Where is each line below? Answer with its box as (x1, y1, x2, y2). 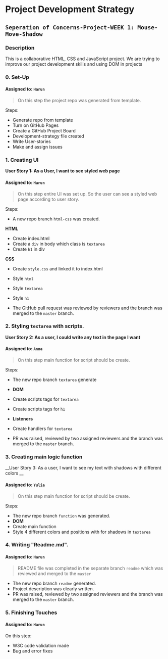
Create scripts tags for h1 (12, 406, 66, 412)
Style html (12, 275, 34, 281)
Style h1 (12, 295, 29, 301)
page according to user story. (17, 196, 79, 202)
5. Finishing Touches (5, 609, 58, 616)
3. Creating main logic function (5, 453, 83, 460)
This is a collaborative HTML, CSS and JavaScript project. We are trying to (5, 56, 160, 62)
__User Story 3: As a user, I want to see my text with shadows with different (5, 465, 161, 471)
